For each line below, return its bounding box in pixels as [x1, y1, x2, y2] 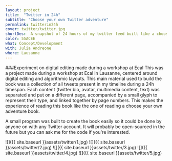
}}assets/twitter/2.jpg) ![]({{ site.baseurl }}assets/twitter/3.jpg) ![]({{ [5, 144, 147, 150]
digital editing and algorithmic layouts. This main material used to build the [5, 75, 162, 82]
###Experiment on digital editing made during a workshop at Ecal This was [5, 65, 164, 71]
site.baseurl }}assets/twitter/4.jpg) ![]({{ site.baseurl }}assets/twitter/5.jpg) [5, 150, 162, 156]
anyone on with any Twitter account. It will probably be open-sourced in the [5, 124, 165, 130]
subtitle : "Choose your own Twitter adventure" [5, 17, 109, 22]
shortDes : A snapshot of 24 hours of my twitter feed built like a [5, 31, 155, 36]
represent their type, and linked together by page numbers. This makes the [5, 97, 164, 103]
